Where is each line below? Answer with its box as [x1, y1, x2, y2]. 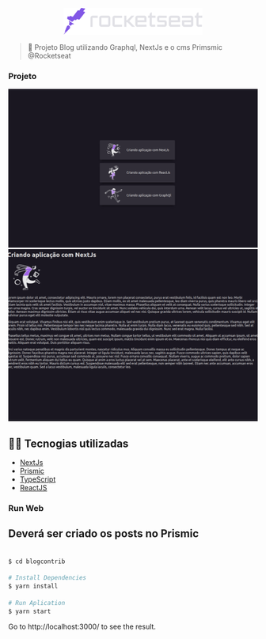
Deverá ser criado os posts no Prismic [8, 527, 199, 541]
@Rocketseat [27, 51, 71, 60]
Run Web [8, 502, 44, 513]
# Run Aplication [8, 599, 66, 607]
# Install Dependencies [8, 574, 87, 582]
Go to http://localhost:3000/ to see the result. [8, 622, 157, 631]
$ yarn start [8, 607, 51, 615]
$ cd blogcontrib [8, 558, 66, 565]
